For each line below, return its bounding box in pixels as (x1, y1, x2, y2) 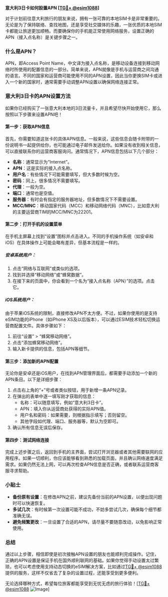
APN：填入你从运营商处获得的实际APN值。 (19, 406, 108, 412)
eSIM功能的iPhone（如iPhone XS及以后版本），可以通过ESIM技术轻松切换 (5, 316, 156, 322)
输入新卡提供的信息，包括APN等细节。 (12, 345, 92, 351)
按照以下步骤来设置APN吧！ (5, 111, 63, 117)
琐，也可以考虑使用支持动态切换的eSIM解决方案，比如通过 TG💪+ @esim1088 (5, 563, 162, 569)
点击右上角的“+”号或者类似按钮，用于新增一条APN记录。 (12, 387, 129, 393)
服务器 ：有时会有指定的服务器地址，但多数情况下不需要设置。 (12, 196, 140, 202)
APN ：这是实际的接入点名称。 (12, 165, 75, 171)
